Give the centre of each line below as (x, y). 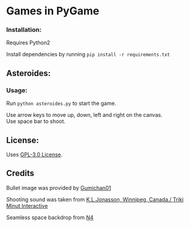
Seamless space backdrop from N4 (50, 217)
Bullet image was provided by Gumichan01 (59, 187)
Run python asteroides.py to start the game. (61, 104)
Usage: (17, 90)
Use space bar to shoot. (36, 122)
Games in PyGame (53, 11)
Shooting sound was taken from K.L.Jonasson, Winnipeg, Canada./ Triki (95, 199)
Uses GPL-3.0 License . (34, 155)
